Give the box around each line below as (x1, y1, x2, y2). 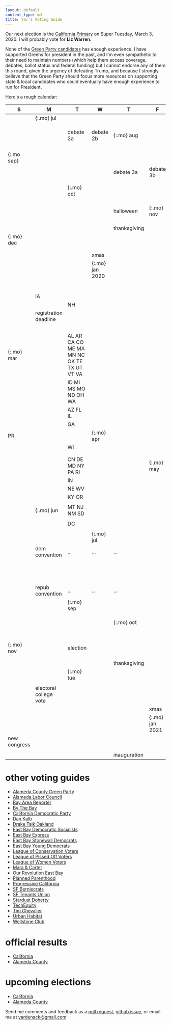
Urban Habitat (12, 913, 42, 920)
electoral (35, 685, 56, 692)
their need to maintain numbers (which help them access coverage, (5, 57, 147, 63)
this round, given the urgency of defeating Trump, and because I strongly (5, 68, 159, 74)
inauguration (113, 751, 144, 759)
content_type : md (5, 12, 42, 17)
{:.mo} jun (35, 507, 59, 514)
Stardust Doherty (12, 897, 49, 903)
